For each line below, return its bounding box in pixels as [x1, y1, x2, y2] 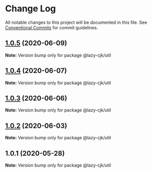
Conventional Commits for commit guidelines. [5, 24, 98, 30]
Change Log [5, 3, 56, 14]
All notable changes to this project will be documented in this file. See [5, 19, 148, 25]
